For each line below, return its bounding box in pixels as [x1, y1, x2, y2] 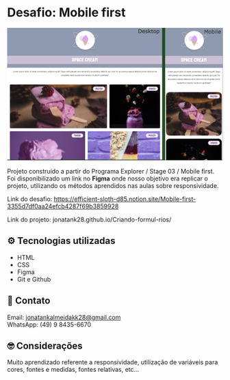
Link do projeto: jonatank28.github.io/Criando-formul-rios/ [7, 215, 172, 223]
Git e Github [16, 275, 51, 283]
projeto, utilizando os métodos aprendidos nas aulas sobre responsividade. [7, 182, 219, 190]
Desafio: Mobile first [7, 5, 126, 21]
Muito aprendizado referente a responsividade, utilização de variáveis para [7, 358, 218, 366]
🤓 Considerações [7, 340, 84, 352]
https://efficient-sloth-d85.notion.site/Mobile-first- [53, 195, 196, 203]
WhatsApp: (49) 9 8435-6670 [7, 320, 92, 329]
